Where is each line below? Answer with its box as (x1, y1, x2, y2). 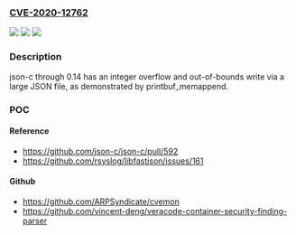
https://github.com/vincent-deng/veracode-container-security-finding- (22, 205, 288, 216)
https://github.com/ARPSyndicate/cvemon (22, 196, 180, 207)
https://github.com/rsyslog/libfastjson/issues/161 (22, 155, 204, 166)
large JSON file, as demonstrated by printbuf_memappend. (9, 80, 229, 91)
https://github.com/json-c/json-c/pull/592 (22, 146, 179, 156)
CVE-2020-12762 (9, 6, 88, 19)
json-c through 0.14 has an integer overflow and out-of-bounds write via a (9, 70, 285, 82)
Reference (9, 126, 50, 136)
